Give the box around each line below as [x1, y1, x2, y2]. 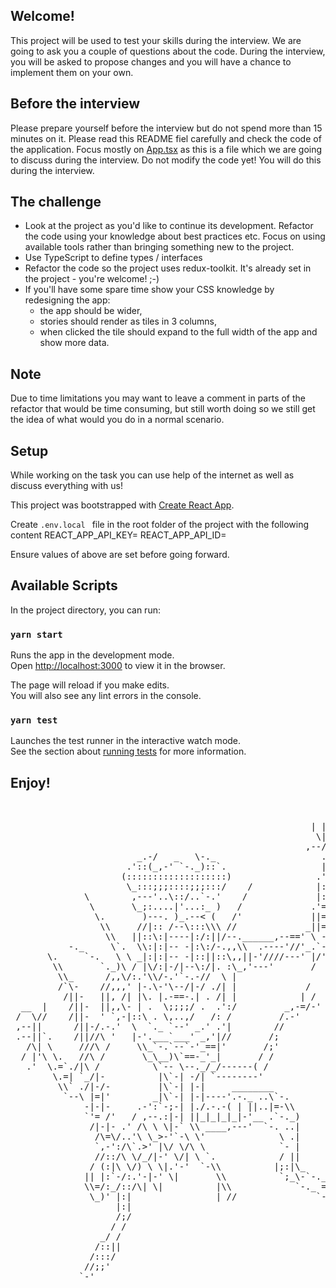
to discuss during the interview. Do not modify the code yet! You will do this [10, 154, 322, 166]
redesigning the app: [24, 294, 111, 306]
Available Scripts [10, 577, 118, 594]
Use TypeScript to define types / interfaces [24, 252, 203, 264]
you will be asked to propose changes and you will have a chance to [10, 55, 292, 68]
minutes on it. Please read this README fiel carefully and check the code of [10, 132, 322, 144]
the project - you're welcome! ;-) [24, 273, 160, 285]
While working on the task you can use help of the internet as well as [10, 469, 295, 481]
